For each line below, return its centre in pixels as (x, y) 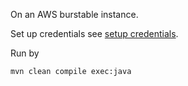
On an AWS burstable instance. (74, 14)
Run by (25, 53)
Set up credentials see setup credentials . (94, 33)
